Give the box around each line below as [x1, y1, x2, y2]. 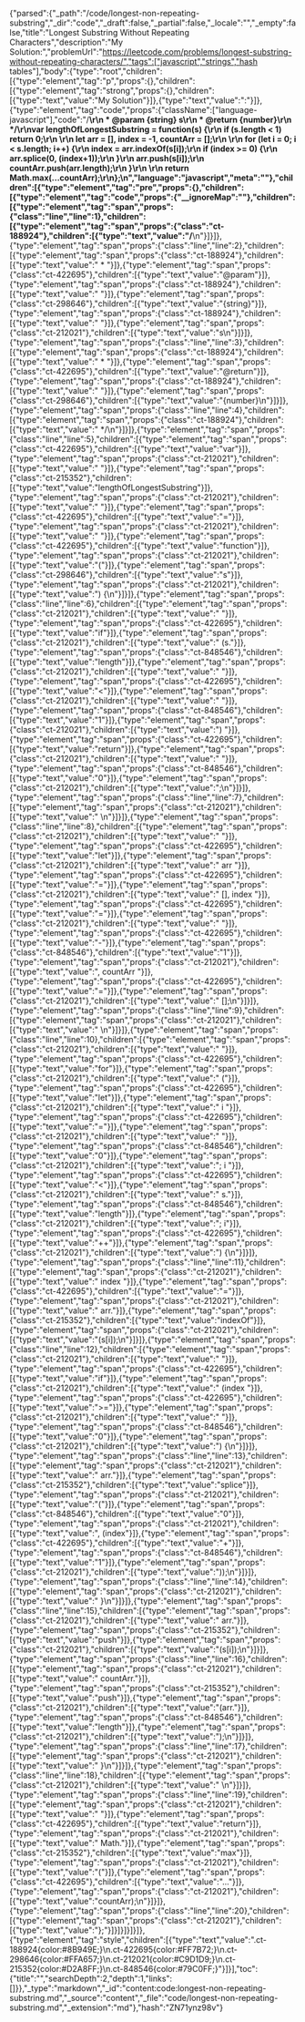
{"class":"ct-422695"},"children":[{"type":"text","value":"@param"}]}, [9, 269, 271, 280]
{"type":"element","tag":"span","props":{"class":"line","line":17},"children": [9, 1740, 288, 1751]
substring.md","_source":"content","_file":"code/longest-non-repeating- [9, 1993, 279, 2003]
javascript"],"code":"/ [9, 114, 89, 125]
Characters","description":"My [9, 36, 124, 47]
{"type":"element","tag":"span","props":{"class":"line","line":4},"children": [9, 405, 285, 416]
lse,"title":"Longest [9, 27, 80, 37]
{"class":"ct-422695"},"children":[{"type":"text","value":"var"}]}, [9, 444, 251, 454]
